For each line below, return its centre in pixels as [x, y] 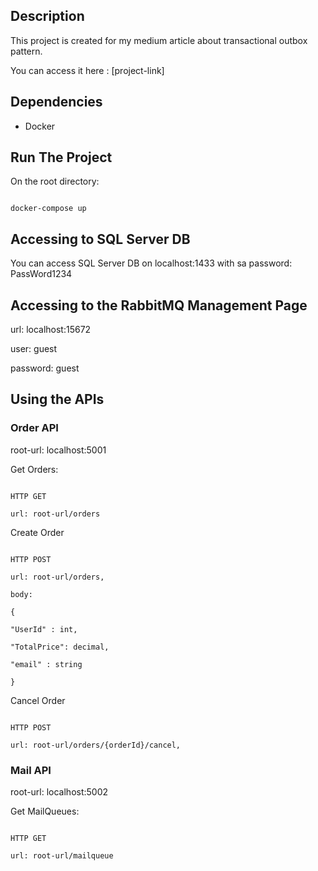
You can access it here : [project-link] [87, 70]
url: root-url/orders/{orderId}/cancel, [96, 745]
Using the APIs [57, 399]
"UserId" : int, [44, 629]
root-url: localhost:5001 [58, 450]
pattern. [26, 51]
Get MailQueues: [45, 811]
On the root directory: [55, 181]
